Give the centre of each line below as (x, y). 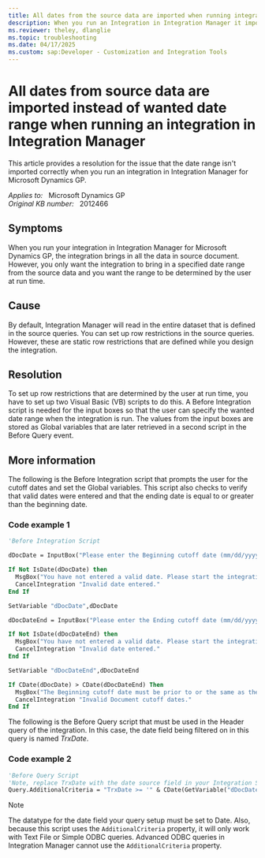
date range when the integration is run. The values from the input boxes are (131, 419)
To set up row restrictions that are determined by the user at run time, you (128, 394)
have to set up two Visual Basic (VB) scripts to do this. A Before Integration (130, 402)
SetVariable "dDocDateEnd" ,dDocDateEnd (74, 670)
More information (52, 460)
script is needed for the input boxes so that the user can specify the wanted (131, 410)
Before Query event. (41, 435)
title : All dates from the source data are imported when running (119, 15)
